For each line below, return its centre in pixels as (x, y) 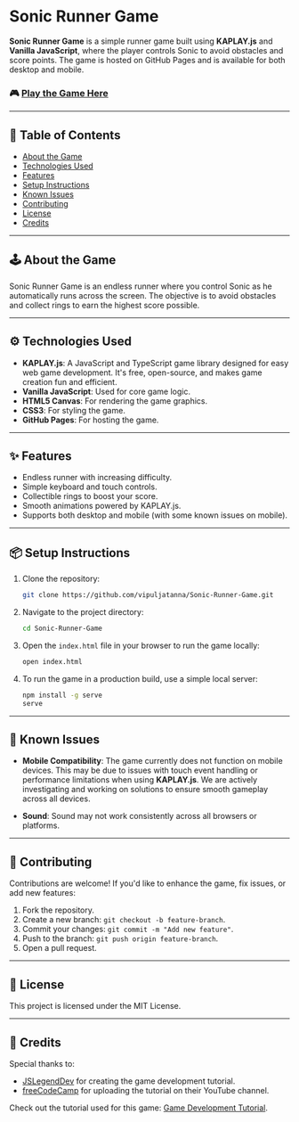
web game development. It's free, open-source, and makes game (142, 373)
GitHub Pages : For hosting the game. (90, 420)
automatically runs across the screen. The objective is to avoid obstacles (143, 295)
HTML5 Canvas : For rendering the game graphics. (115, 401)
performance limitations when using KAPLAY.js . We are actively (140, 780)
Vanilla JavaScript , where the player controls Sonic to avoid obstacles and (146, 50)
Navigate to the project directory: (83, 612)
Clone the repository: (61, 579)
